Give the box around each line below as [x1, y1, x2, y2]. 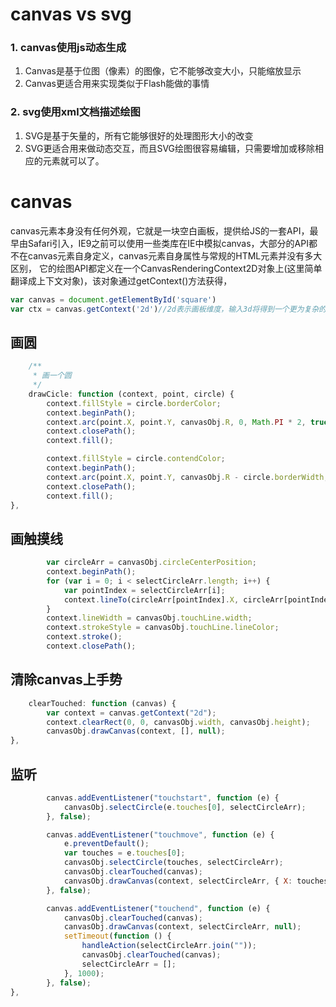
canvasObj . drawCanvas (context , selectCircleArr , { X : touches [63, 876, 329, 886]
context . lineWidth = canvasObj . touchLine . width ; [46, 613, 253, 623]
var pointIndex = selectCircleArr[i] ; [63, 585, 226, 595]
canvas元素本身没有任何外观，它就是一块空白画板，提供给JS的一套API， [10, 224, 310, 237]
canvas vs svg [10, 3, 132, 26]
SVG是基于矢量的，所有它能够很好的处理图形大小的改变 [24, 129, 254, 142]
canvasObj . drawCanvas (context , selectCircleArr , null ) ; [63, 922, 302, 932]
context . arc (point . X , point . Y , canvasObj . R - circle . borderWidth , [46, 472, 329, 482]
